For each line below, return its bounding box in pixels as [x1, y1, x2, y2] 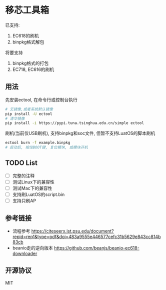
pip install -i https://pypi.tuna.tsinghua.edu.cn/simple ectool [5, 120, 144, 125]
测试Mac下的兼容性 [12, 185, 52, 191]
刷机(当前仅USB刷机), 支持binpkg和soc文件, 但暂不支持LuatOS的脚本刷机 [5, 130, 155, 136]
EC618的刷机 [12, 32, 39, 38]
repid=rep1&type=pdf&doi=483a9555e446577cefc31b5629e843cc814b [12, 233, 161, 239]
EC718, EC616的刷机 [12, 66, 54, 72]
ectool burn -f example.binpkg [5, 140, 70, 145]
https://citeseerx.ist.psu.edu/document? [31, 228, 114, 234]
